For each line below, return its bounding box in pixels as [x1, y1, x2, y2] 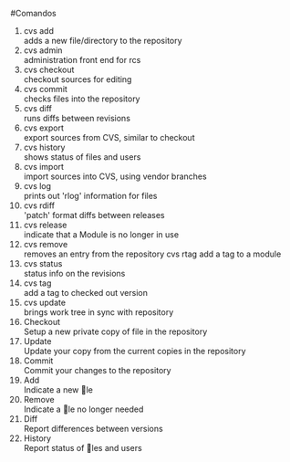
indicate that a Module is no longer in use [23, 229, 180, 240]
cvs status [23, 258, 63, 268]
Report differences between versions [23, 424, 163, 434]
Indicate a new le [23, 384, 94, 395]
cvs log [23, 181, 52, 191]
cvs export [23, 122, 65, 133]
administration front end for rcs [23, 55, 141, 65]
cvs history [23, 142, 66, 152]
